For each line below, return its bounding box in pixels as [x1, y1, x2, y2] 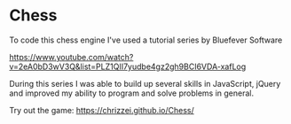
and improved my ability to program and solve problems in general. [9, 88, 255, 98]
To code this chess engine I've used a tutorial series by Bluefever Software [9, 35, 283, 45]
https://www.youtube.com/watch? [9, 51, 134, 62]
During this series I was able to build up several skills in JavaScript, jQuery [9, 78, 281, 89]
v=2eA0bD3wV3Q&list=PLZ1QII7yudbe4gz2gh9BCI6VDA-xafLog [9, 61, 247, 72]
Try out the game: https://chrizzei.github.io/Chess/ [9, 105, 195, 115]
